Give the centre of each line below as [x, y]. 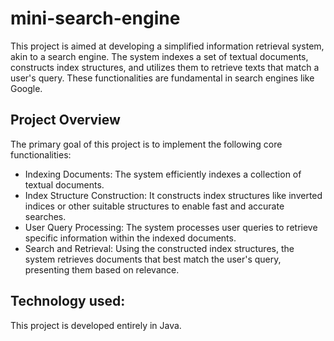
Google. [26, 88]
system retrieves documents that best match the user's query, [153, 259]
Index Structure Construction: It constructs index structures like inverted [173, 195]
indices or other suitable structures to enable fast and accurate [154, 206]
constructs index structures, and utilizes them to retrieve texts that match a [165, 67]
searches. [45, 216]
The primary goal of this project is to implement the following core [146, 144]
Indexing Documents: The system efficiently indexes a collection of [163, 174]
